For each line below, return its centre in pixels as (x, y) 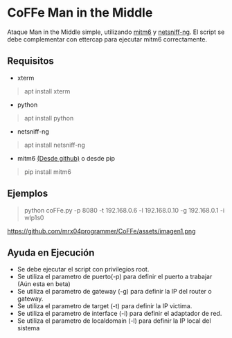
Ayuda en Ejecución (51, 252)
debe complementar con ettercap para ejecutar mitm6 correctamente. (107, 39)
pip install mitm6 (47, 172)
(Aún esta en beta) (44, 284)
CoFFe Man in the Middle (80, 13)
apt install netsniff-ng (54, 145)
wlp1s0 (34, 217)
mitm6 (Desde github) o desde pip (66, 158)
